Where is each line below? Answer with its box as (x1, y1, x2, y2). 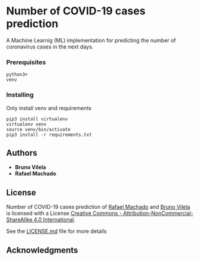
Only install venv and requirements (6, 104, 91, 111)
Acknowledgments (6, 245, 79, 255)
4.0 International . (33, 216, 76, 223)
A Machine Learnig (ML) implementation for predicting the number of (6, 37, 176, 44)
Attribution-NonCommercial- (123, 210, 194, 217)
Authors (6, 148, 38, 158)
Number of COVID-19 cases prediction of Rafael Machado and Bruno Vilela (6, 204, 190, 211)
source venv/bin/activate (6, 126, 70, 132)
